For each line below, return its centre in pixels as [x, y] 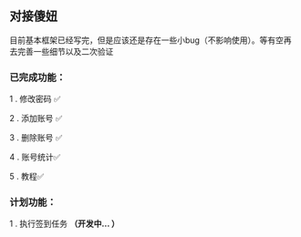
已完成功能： [38, 77]
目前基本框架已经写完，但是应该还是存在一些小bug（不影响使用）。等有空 [147, 40]
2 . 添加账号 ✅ [36, 118]
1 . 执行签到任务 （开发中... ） [65, 224]
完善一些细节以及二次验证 [65, 51]
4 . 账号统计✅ [35, 157]
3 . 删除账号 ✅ [36, 138]
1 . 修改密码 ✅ [35, 99]
